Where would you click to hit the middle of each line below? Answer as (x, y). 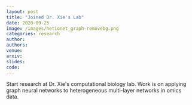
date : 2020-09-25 (28, 23)
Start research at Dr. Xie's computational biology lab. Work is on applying (96, 84)
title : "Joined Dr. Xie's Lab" (45, 17)
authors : (17, 45)
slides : (16, 61)
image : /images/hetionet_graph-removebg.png (63, 28)
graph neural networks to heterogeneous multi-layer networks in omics (94, 91)
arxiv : (14, 56)
